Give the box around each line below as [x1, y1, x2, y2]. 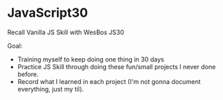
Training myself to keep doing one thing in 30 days [17, 55, 165, 64]
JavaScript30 [7, 5, 88, 21]
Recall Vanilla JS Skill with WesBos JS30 [7, 28, 125, 36]
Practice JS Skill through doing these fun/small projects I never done [17, 62, 216, 71]
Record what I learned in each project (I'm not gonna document [17, 77, 201, 85]
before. [17, 70, 39, 78]
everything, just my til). [17, 85, 84, 93]
